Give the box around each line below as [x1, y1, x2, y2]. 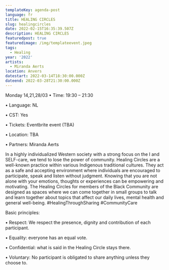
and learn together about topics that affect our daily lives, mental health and [5, 194, 164, 200]
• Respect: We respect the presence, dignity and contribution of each [5, 219, 151, 225]
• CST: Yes [5, 112, 28, 118]
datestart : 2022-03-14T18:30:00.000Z [5, 74, 85, 79]
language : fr [5, 12, 33, 17]
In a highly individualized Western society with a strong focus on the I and [5, 151, 160, 157]
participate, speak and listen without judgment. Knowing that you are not [5, 173, 157, 179]
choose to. [5, 259, 28, 265]
